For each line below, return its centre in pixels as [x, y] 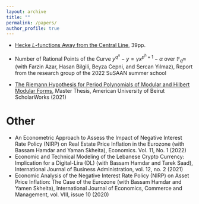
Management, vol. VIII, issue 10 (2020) [62, 194]
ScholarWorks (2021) [40, 97]
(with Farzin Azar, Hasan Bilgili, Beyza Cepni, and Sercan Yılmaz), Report [104, 67]
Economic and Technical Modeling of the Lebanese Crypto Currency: [99, 156]
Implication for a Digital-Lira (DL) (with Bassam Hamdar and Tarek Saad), [104, 163]
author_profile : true [33, 28]
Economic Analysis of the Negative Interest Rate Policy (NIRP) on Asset [102, 175]
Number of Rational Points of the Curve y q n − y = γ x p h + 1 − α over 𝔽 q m [100, 58]
